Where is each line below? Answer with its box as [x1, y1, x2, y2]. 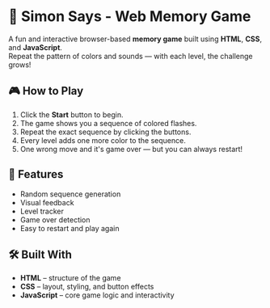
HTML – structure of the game [19, 273, 121, 283]
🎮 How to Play [8, 84, 84, 98]
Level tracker [19, 206, 65, 216]
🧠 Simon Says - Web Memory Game [8, 7, 251, 26]
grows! [8, 60, 32, 70]
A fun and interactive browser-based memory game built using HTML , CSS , [8, 34, 263, 44]
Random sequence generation [19, 189, 121, 199]
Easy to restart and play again [19, 223, 120, 233]
